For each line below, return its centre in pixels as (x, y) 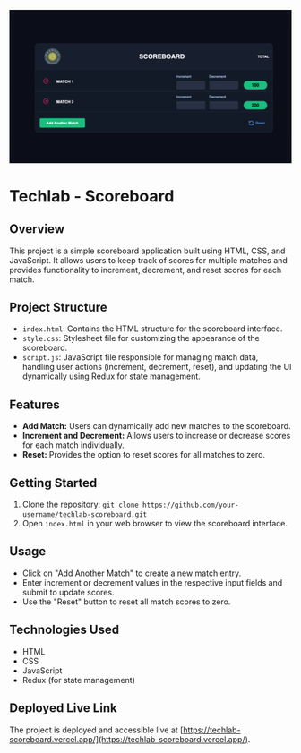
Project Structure (58, 308)
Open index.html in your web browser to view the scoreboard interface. (155, 524)
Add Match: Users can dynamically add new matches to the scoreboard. (156, 426)
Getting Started (53, 483)
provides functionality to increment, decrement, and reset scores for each (146, 270)
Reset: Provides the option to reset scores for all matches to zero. (144, 455)
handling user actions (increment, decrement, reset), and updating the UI (157, 367)
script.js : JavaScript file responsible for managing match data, (140, 357)
